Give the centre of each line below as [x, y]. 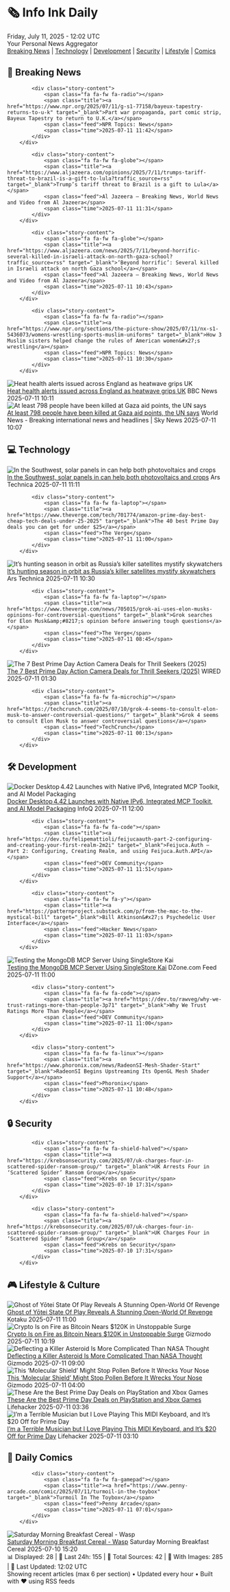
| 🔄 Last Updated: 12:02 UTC [47, 1567]
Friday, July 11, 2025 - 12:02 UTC [54, 36]
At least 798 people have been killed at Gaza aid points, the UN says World [113, 413]
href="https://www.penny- [151, 1486]
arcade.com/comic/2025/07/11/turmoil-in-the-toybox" [84, 1491]
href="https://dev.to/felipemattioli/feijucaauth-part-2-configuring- [110, 839]
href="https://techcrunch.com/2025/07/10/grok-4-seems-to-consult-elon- [113, 709]
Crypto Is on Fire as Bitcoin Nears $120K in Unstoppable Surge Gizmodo [109, 1334]
